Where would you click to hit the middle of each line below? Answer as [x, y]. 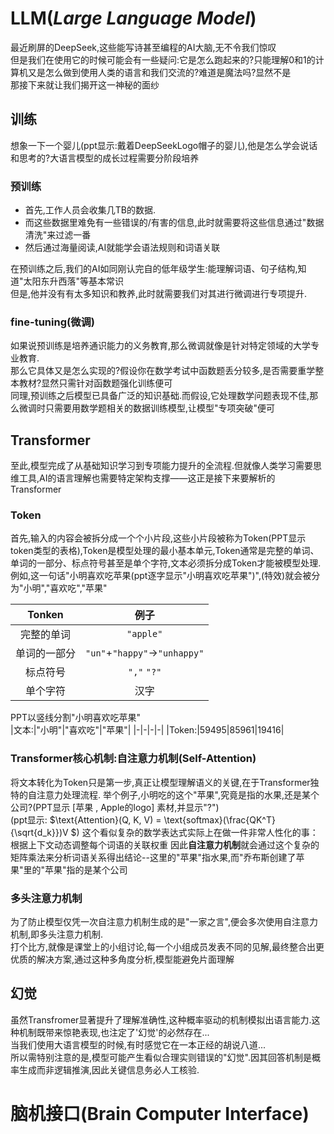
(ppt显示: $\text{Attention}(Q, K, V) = [86, 819]
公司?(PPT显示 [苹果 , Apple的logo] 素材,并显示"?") [115, 807]
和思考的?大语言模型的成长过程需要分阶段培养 [105, 158]
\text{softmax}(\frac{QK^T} [219, 819]
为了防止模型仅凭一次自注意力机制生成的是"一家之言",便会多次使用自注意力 [164, 922]
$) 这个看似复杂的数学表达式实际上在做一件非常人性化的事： [194, 832]
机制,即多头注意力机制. [57, 934]
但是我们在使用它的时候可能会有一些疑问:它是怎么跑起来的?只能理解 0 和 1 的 [163, 59]
